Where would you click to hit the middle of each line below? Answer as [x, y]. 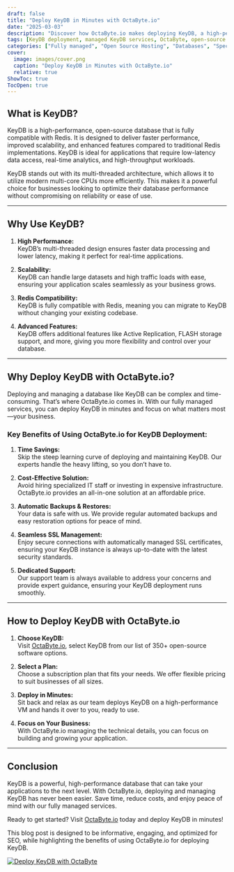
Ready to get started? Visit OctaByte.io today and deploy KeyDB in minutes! [116, 819]
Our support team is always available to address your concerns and [114, 578]
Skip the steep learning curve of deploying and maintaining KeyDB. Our [119, 457]
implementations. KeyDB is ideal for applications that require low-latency [111, 153]
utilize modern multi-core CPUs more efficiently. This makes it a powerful [112, 181]
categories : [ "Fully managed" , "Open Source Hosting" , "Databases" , [109, 46]
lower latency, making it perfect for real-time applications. [100, 256]
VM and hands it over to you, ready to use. [78, 709]
